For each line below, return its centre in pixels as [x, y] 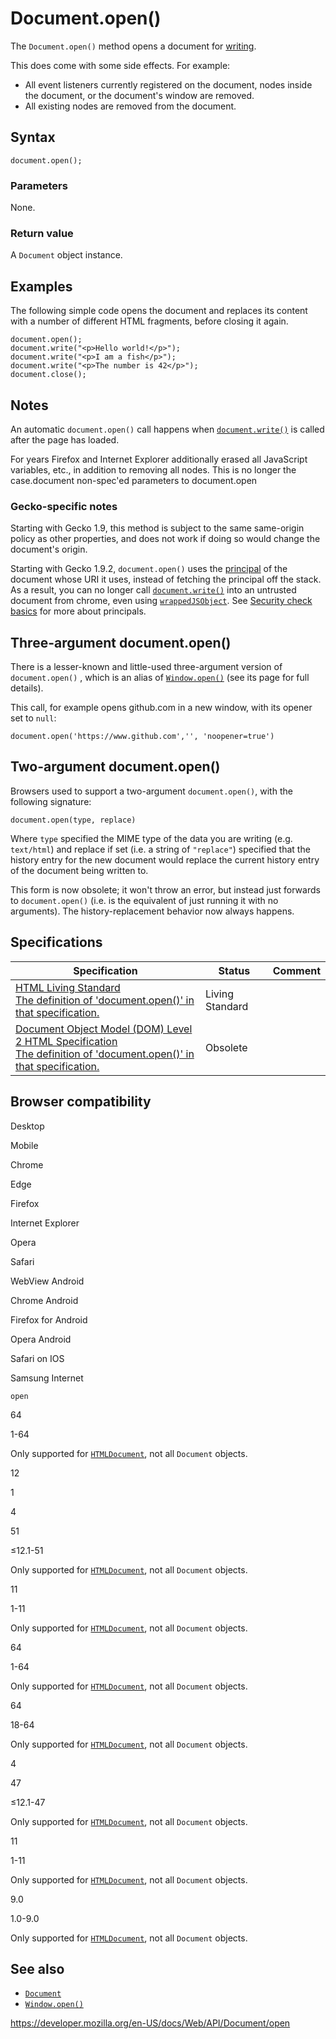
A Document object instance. [66, 255]
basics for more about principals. [78, 611]
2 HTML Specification [66, 1041]
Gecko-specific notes [64, 506]
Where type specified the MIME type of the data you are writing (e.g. [151, 838]
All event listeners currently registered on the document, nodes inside [168, 84]
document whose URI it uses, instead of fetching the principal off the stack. [166, 579]
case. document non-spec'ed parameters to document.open [134, 480]
